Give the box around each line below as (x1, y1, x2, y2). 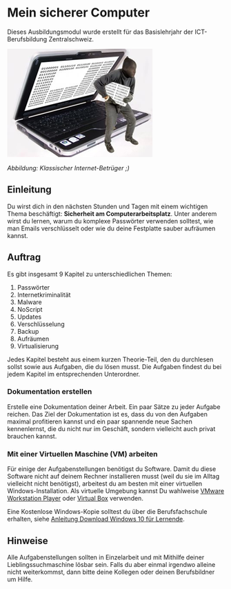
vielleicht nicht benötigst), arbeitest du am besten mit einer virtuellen (7, 479, 203, 488)
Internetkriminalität (17, 290, 71, 299)
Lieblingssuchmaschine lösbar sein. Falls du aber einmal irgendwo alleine (7, 560, 216, 568)
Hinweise (7, 535, 48, 546)
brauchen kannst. (7, 432, 57, 440)
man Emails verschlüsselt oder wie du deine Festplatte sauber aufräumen (7, 224, 216, 232)
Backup (17, 327, 39, 335)
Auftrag (7, 252, 41, 263)
